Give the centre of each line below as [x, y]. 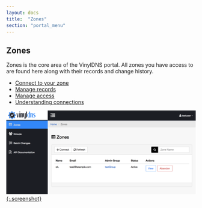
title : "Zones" [26, 19]
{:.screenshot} [24, 199]
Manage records [35, 90]
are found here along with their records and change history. [80, 72]
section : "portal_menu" [36, 25]
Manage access [35, 96]
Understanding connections [49, 102]
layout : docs [23, 13]
